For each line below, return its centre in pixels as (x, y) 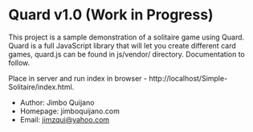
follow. (19, 63)
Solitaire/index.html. (41, 87)
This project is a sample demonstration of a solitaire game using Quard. (126, 37)
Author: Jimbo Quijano (57, 102)
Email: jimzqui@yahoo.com (65, 119)
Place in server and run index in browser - (78, 78)
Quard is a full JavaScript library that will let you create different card (122, 45)
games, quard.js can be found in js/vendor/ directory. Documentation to (126, 54)
